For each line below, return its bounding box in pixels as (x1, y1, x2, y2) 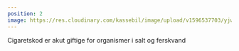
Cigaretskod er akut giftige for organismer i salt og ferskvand (7, 36, 186, 44)
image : (7, 17, 27, 24)
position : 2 (7, 10, 43, 17)
